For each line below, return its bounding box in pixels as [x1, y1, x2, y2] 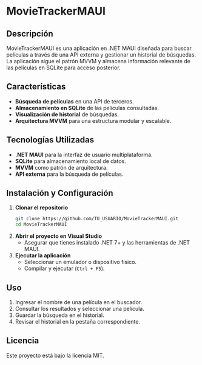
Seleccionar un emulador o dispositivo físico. [24, 259, 137, 266]
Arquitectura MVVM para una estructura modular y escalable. [15, 117, 172, 124]
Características [6, 82, 66, 92]
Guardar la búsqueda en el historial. [15, 311, 104, 319]
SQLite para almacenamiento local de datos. [15, 157, 126, 165]
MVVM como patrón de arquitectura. [15, 164, 108, 171]
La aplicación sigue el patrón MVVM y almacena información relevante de [6, 58, 191, 64]
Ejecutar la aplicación [15, 252, 71, 259]
